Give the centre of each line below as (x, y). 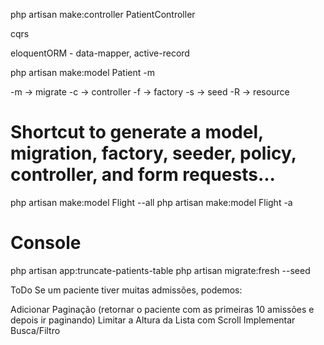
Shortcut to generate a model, (137, 132)
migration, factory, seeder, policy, (153, 153)
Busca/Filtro (35, 330)
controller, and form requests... (143, 175)
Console (46, 243)
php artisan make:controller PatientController (103, 14)
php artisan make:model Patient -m (82, 72)
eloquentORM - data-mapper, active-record (100, 53)
